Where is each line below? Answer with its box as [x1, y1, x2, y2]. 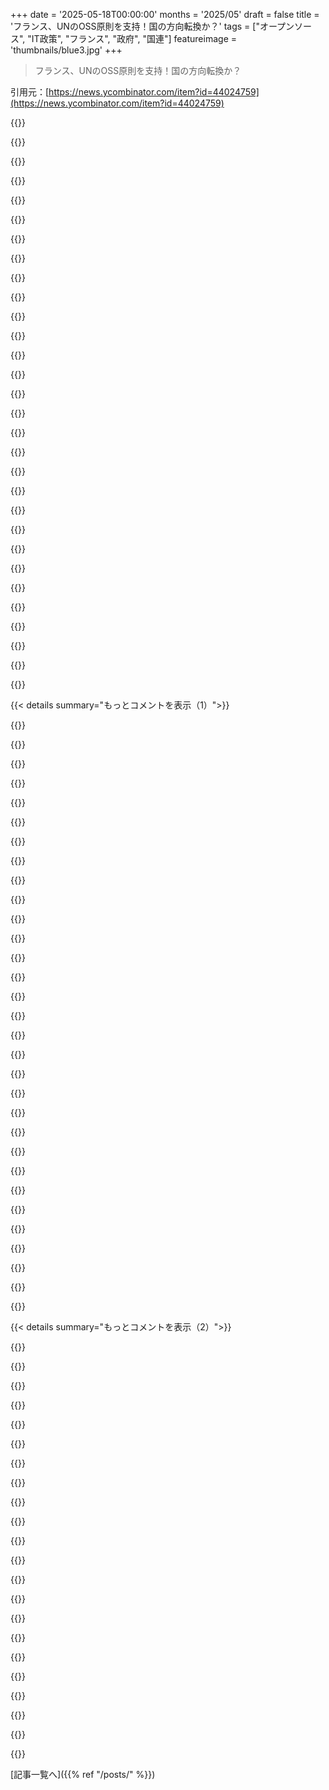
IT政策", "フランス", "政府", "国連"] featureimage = [31, 33, 237, 44]
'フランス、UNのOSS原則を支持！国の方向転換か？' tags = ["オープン [10, 20, 295, 32]
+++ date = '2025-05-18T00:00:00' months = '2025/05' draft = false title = [10, 9, 320, 20]
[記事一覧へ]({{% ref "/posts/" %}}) [10, 1769, 156, 1780]
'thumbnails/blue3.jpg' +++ [10, 44, 123, 56]
